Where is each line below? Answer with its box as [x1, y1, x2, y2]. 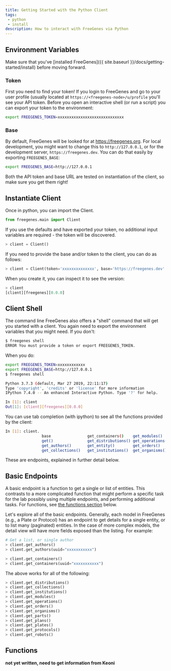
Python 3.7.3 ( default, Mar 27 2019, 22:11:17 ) [5, 381, 108, 386]
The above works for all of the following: [5, 570, 90, 576]
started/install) [5, 64, 36, 70]
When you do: [5, 352, 35, 358]
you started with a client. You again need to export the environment [5, 323, 147, 329]
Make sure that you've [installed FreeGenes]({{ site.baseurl [5, 59, 129, 65]
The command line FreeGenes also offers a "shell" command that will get [5, 318, 159, 324]
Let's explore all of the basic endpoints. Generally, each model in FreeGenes [5, 511, 165, 518]
